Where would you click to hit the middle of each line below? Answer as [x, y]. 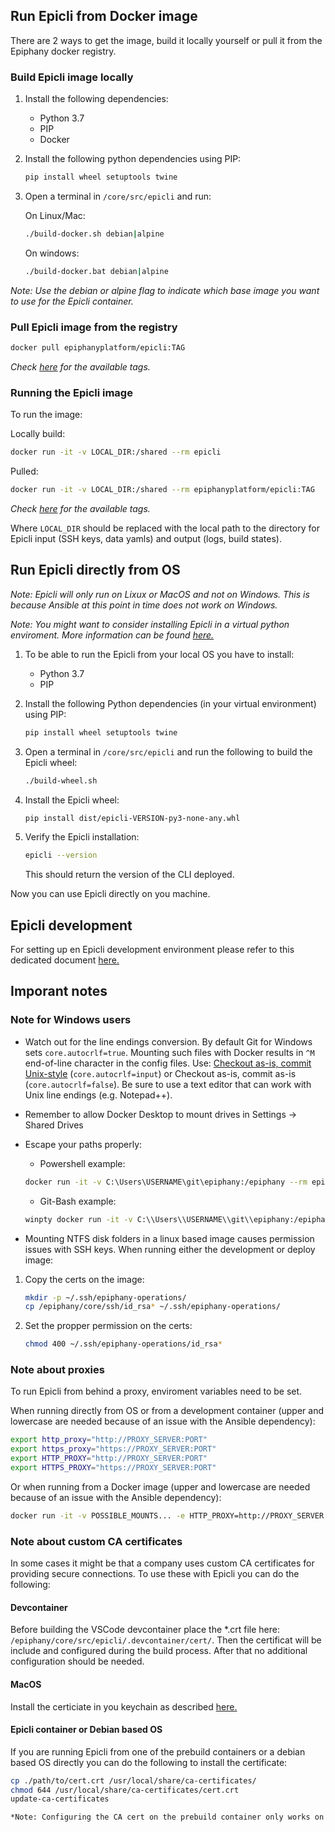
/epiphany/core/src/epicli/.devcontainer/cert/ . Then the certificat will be [166, 1640]
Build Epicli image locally [72, 77]
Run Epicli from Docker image [104, 16]
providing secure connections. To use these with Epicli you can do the [155, 1574]
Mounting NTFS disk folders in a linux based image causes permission [169, 1238]
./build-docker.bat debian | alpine [96, 271]
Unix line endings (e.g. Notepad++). [98, 1095]
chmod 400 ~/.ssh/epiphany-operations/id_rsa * [123, 1344]
